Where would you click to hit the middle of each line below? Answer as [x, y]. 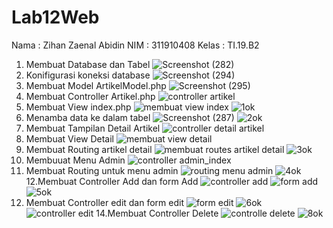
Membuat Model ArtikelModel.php [96, 85]
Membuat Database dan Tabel [88, 64]
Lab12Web [55, 17]
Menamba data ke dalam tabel [88, 117]
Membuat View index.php [78, 107]
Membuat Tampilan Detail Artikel [93, 128]
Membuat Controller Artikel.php [90, 96]
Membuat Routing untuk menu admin [102, 170]
